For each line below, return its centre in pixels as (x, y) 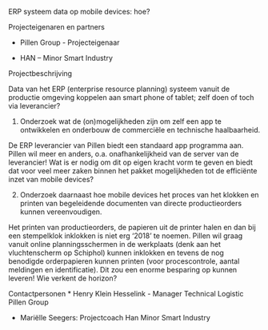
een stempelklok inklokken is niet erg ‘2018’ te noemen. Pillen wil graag (126, 236)
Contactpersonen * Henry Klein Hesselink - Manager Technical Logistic (126, 294)
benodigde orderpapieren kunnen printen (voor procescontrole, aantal (124, 261)
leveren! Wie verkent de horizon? (63, 278)
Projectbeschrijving (40, 74)
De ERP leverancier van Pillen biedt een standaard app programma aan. (126, 145)
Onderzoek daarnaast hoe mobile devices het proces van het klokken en (139, 195)
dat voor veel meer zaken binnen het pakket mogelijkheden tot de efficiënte (133, 171)
